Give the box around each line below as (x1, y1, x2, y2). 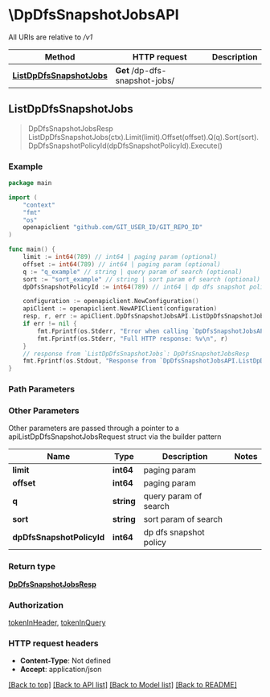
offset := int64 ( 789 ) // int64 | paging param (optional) (22, 260, 221, 269)
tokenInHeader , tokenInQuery (8, 617, 106, 627)
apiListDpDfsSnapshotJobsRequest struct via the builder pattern (8, 432, 222, 441)
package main (8, 179, 52, 187)
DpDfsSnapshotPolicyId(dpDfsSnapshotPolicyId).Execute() (27, 141, 223, 150)
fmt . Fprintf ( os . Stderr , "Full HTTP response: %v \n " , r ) (37, 334, 228, 342)
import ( (8, 193, 38, 202)
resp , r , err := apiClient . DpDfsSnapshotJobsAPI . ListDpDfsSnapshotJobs (22, 312, 268, 321)
